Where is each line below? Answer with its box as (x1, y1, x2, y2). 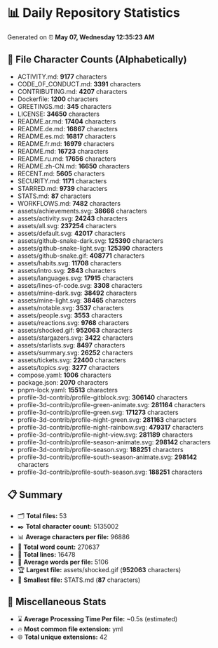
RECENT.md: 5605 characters (17, 169, 105, 178)
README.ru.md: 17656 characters (17, 154, 116, 163)
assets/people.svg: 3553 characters (17, 311, 123, 319)
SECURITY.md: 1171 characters (17, 176, 107, 185)
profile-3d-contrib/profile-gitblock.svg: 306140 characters (17, 393, 188, 402)
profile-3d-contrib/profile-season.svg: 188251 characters (17, 445, 184, 454)
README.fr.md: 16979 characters (17, 139, 115, 147)
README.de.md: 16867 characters (17, 124, 118, 133)
